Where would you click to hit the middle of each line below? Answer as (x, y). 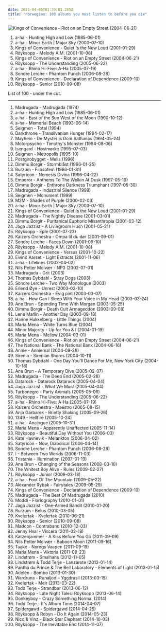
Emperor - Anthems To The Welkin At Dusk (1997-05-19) (71, 180)
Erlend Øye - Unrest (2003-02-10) (49, 288)
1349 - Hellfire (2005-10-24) (43, 417)
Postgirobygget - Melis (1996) (45, 159)
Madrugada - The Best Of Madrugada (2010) (60, 495)
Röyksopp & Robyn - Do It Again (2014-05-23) (61, 614)
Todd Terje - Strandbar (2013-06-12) (52, 588)
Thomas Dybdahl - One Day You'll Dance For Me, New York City (79, 361)
